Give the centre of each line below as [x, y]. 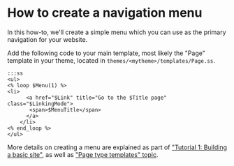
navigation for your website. [47, 39]
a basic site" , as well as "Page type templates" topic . [83, 154]
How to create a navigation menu [105, 13]
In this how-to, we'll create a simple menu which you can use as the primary [117, 32]
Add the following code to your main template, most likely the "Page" [107, 53]
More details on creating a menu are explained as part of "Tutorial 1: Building [117, 147]
